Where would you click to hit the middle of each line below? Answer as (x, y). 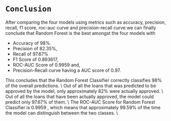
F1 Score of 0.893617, (35, 59)
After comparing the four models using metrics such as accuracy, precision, (85, 22)
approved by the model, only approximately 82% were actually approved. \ (84, 91)
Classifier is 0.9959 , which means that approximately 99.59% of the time (83, 107)
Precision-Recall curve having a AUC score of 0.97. (67, 70)
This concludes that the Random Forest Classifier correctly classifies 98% (84, 80)
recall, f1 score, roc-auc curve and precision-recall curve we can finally (81, 28)
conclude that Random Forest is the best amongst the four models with (80, 33)
